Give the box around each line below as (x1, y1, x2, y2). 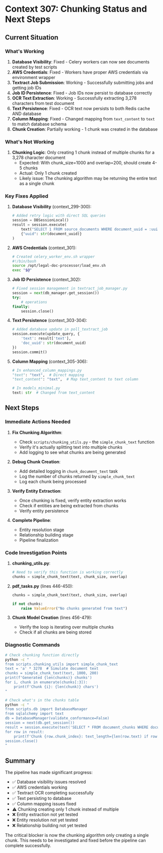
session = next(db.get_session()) (5, 720, 75, 725)
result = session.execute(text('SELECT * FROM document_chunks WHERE (5, 725, 149, 730)
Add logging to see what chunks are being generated (19, 449, 126, 455)
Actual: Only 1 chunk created (19, 170, 77, 176)
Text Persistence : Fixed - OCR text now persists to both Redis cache (12, 105, 150, 111)
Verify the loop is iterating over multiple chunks (19, 624, 114, 630)
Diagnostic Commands (5, 641, 60, 648)
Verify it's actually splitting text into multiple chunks (19, 444, 123, 450)
